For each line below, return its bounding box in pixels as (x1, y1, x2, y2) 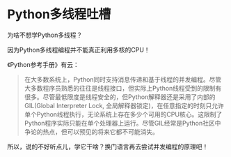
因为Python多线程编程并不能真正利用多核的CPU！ (7, 45, 151, 54)
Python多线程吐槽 (7, 6, 111, 22)
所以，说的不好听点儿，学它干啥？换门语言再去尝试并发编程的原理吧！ (7, 142, 209, 151)
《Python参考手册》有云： (7, 60, 79, 68)
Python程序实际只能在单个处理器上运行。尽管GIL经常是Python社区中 (24, 119, 221, 127)
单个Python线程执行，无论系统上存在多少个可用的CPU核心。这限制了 (24, 110, 223, 119)
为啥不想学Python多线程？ (7, 31, 83, 39)
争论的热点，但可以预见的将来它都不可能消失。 (24, 127, 159, 136)
